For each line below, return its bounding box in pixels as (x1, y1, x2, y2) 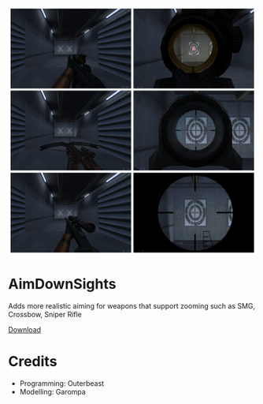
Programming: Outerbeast (19, 378, 105, 388)
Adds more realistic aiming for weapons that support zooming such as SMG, (8, 301, 256, 310)
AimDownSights (8, 275, 117, 294)
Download (8, 324, 42, 334)
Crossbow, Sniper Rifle (8, 309, 83, 319)
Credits (8, 353, 57, 371)
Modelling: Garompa (19, 387, 87, 396)
